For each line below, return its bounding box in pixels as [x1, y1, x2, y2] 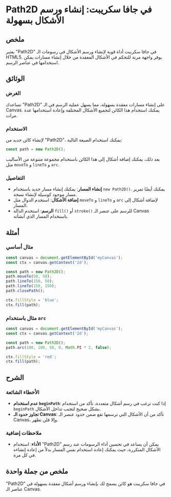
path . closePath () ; [6, 289, 45, 294]
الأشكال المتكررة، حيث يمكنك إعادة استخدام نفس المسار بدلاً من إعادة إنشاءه [13, 447, 161, 453]
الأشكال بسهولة [6, 14, 65, 26]
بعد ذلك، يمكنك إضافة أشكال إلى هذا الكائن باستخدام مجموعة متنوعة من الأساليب [6, 156, 160, 162]
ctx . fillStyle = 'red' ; [6, 354, 57, 359]
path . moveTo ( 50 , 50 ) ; [6, 274, 52, 279]
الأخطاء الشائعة [6, 389, 40, 396]
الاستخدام [6, 125, 28, 132]
